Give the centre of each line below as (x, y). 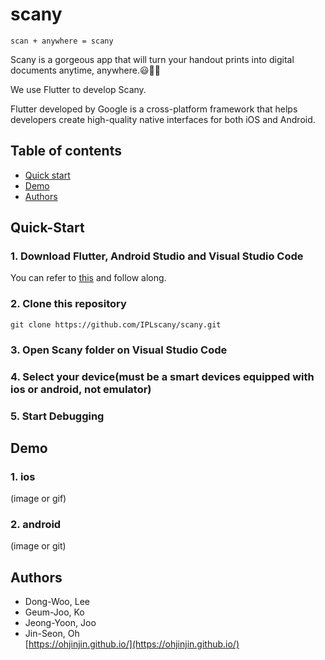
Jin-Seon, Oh (52, 634)
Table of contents (66, 151)
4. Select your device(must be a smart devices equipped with (162, 376)
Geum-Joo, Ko (54, 612)
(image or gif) (38, 499)
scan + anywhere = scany (62, 41)
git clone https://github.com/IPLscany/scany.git (116, 324)
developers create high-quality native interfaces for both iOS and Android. (163, 119)
